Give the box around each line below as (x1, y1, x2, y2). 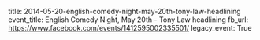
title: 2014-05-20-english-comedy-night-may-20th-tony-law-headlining (8, 7, 242, 16)
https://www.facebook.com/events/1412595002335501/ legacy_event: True (8, 24, 252, 32)
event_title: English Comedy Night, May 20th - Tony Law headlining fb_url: (8, 15, 249, 24)
